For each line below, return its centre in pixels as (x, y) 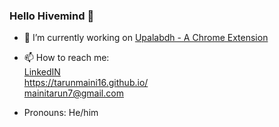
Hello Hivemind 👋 (52, 16)
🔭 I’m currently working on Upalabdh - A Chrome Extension (146, 38)
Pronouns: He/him (61, 113)
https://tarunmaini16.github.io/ (86, 83)
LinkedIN (42, 72)
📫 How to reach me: (66, 58)
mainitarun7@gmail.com (73, 93)
